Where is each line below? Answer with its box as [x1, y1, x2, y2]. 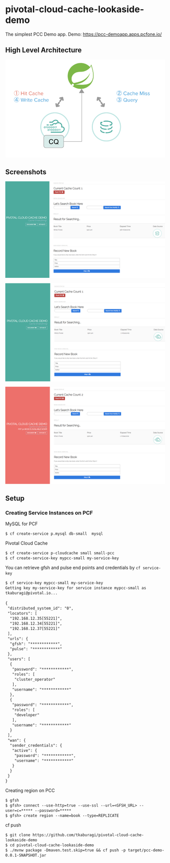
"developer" [14, 713, 40, 718]
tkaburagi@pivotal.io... [5, 591, 58, 596]
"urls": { [7, 636, 28, 642]
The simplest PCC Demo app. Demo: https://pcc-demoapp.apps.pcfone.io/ [5, 31, 162, 37]
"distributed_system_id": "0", [7, 606, 74, 611]
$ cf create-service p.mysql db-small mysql [5, 531, 103, 536]
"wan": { [7, 738, 26, 743]
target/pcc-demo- [127, 848, 165, 853]
